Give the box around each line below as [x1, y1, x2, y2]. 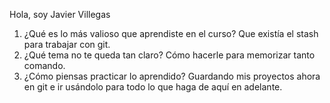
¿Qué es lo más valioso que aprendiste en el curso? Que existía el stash [23, 28, 319, 39]
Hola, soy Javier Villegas [9, 9, 111, 20]
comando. [23, 60, 66, 71]
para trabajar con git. [23, 39, 111, 50]
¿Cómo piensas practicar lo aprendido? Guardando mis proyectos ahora [23, 70, 321, 82]
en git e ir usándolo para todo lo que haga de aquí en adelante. [23, 81, 283, 93]
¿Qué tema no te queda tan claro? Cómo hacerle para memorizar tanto [23, 49, 316, 61]
